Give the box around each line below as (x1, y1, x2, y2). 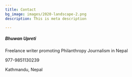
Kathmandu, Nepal (5, 67, 43, 73)
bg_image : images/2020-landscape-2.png (5, 12, 87, 17)
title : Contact (5, 7, 36, 12)
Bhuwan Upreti (5, 35, 36, 41)
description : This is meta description (5, 16, 87, 21)
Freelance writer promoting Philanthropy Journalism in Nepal (5, 48, 128, 54)
